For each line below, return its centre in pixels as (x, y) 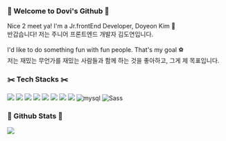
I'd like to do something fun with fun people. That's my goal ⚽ (96, 50)
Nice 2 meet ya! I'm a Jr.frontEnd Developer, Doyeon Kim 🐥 (91, 26)
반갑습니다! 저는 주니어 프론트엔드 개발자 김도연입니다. (80, 35)
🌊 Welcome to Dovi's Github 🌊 (58, 11)
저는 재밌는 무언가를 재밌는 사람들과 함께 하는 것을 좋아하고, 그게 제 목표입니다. (113, 61)
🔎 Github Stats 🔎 (35, 115)
